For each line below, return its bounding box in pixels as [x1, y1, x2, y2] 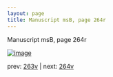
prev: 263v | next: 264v [7, 62, 74, 70]
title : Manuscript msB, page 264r [7, 16, 107, 23]
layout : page [7, 10, 45, 17]
